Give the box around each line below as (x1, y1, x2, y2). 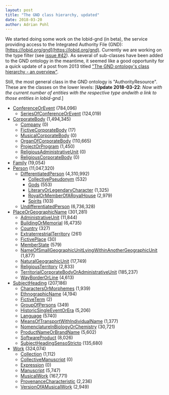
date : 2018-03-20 (5, 17, 43, 22)
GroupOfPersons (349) (20, 302, 69, 308)
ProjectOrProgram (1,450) (20, 143, 75, 150)
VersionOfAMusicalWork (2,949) (20, 384, 90, 390)
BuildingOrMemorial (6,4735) (20, 220, 82, 226)
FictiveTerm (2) (20, 296, 53, 302)
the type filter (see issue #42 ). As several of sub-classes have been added (5, 52, 163, 59)
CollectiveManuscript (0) (20, 356, 73, 363)
